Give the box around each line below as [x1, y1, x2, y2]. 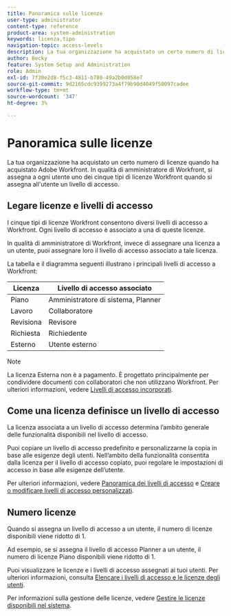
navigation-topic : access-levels [7, 42, 103, 49]
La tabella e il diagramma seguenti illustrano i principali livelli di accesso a [7, 259, 216, 268]
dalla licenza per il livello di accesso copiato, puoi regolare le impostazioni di [7, 458, 223, 467]
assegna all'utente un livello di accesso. [7, 180, 120, 188]
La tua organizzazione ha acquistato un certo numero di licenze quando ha [7, 158, 219, 166]
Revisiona [10, 317, 43, 327]
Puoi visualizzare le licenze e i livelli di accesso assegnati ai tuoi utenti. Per [7, 566, 219, 575]
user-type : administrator [7, 17, 81, 23]
